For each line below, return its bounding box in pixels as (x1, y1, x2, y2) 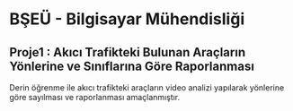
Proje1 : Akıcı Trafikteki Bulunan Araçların (9, 45, 245, 60)
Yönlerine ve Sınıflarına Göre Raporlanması (9, 58, 254, 73)
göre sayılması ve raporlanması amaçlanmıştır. (9, 92, 181, 102)
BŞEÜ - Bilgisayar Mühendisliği (9, 9, 245, 30)
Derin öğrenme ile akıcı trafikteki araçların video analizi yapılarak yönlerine (9, 82, 285, 93)
